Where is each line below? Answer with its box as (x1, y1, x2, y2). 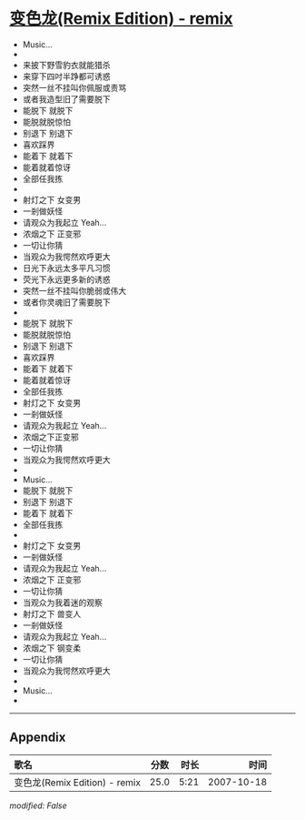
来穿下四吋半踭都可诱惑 (22, 70, 111, 82)
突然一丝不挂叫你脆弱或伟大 (22, 285, 127, 296)
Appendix (9, 730, 66, 745)
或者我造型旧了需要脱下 (22, 93, 111, 105)
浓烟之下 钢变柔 (22, 643, 82, 653)
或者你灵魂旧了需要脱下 (22, 297, 111, 308)
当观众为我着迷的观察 (22, 597, 103, 608)
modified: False (9, 800, 68, 811)
